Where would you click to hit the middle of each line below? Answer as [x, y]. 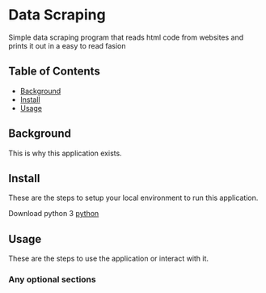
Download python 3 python [54, 214]
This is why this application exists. [65, 153]
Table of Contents [55, 72]
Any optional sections [52, 279]
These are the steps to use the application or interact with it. [108, 259]
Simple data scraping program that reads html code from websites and [126, 37]
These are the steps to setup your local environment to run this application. [133, 198]
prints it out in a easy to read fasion [68, 45]
